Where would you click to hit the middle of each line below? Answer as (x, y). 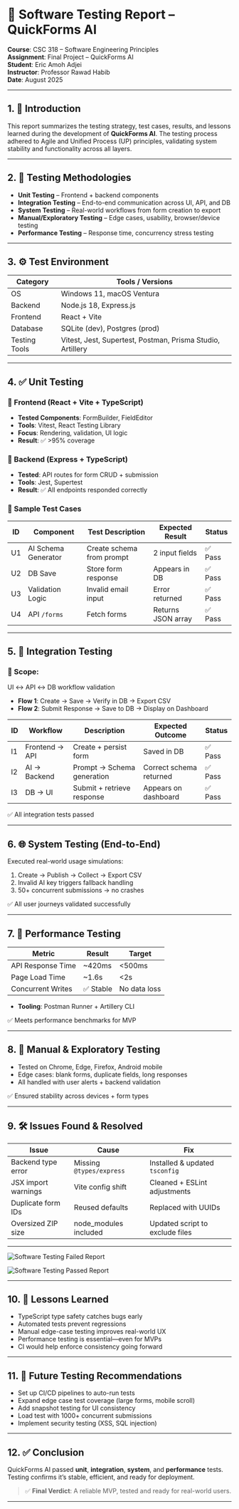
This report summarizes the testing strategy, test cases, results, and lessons (119, 126)
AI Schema (46, 548)
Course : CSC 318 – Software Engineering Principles (83, 49)
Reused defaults (101, 1207)
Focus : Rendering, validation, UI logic (73, 433)
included (88, 1232)
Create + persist (100, 747)
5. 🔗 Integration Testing (60, 652)
